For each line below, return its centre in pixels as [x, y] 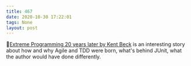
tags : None [19, 22]
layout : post [22, 28]
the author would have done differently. [54, 57]
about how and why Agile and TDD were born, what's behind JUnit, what [94, 51]
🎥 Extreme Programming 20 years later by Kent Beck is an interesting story [96, 44]
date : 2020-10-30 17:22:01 [39, 17]
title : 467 [19, 11]
